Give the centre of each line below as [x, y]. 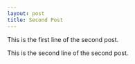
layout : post [26, 13]
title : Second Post [35, 20]
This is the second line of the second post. [68, 53]
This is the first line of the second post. [63, 39]
